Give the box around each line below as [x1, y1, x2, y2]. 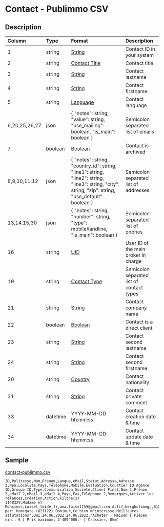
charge [125, 258, 142, 265]
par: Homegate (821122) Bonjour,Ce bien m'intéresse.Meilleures [5, 508, 139, 513]
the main [125, 246, 145, 252]
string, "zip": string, [71, 187, 116, 194]
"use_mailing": [71, 122, 104, 129]
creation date [125, 413, 156, 420]
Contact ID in [125, 46, 155, 52]
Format [71, 38, 88, 44]
